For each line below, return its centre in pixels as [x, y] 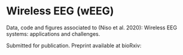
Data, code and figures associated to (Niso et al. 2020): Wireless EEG [92, 27]
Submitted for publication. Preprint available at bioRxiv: [74, 45]
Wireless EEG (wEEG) [60, 11]
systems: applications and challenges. [53, 33]
